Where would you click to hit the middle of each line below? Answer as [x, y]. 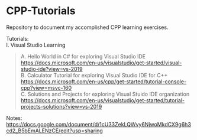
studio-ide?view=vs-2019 [51, 69]
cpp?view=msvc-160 [46, 87]
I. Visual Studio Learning [36, 45]
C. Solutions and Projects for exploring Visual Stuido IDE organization [105, 94]
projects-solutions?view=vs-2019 [61, 106]
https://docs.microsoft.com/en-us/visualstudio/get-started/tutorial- [103, 100]
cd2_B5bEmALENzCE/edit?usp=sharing [55, 131]
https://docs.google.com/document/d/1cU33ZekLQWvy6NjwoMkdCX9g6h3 [98, 124]
